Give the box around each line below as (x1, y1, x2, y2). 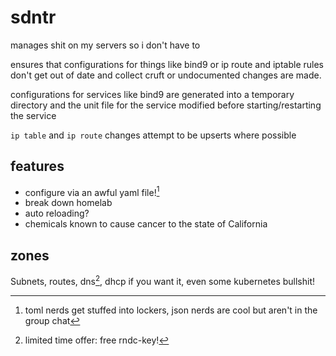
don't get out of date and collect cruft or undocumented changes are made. (10, 69, 322, 81)
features (10, 158, 65, 175)
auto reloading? (24, 207, 90, 220)
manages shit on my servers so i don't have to (10, 39, 201, 51)
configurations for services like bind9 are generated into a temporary (10, 88, 295, 100)
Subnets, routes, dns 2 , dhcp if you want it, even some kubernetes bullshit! (10, 274, 316, 287)
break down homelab (24, 197, 113, 209)
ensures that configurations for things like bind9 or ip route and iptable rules (10, 58, 324, 70)
